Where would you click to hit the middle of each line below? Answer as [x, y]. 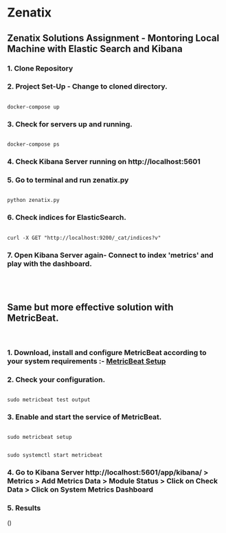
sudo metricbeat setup [39, 438]
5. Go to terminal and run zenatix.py [68, 180]
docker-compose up [33, 107]
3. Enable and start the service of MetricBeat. [84, 417]
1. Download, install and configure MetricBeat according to [107, 352]
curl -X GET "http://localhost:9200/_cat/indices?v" [84, 238]
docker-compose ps [33, 145]
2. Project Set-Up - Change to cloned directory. [87, 87]
